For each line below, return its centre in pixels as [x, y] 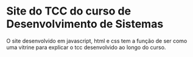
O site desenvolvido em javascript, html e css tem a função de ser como [97, 41]
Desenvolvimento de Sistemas [85, 24]
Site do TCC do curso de [69, 11]
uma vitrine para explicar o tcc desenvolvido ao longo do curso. [86, 47]
